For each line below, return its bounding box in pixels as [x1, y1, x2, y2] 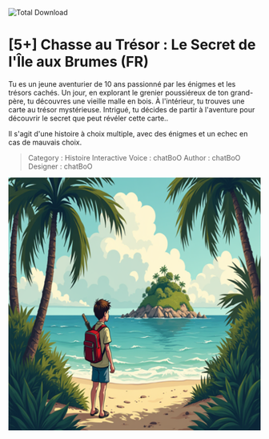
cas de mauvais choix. [8, 137, 82, 147]
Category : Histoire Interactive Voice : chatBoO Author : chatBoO [27, 152, 241, 162]
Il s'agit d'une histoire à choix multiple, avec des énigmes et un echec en [8, 128, 248, 138]
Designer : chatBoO [27, 161, 94, 171]
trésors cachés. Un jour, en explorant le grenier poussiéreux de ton [8, 87, 229, 97]
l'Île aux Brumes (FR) [8, 53, 150, 71]
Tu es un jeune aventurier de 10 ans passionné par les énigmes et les [8, 79, 236, 88]
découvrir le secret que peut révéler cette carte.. [8, 113, 169, 123]
